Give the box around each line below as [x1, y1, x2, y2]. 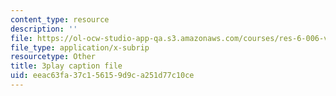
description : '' [10, 24, 78, 34]
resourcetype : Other [10, 52, 97, 62]
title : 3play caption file [10, 61, 123, 71]
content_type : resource [10, 14, 110, 25]
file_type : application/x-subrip [10, 42, 150, 53]
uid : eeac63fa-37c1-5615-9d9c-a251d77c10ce [10, 71, 195, 81]
